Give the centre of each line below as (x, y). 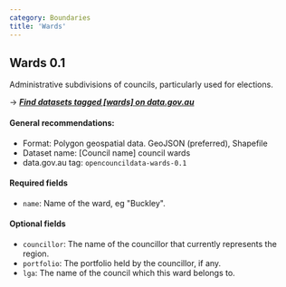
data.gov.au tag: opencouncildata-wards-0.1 (105, 162)
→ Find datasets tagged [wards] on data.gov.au (102, 102)
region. (36, 254)
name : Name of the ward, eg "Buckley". (94, 203)
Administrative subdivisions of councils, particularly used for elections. (141, 85)
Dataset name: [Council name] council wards (106, 153)
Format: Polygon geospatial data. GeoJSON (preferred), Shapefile (145, 143)
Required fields (38, 183)
